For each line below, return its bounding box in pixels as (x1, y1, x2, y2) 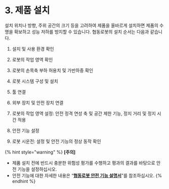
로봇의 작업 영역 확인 (12, 56, 53, 62)
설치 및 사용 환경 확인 (12, 46, 54, 52)
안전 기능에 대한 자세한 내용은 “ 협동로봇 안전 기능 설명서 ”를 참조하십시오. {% (12, 172, 162, 178)
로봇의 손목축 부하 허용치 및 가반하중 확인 (12, 67, 94, 73)
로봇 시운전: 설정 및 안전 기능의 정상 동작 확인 (12, 138, 102, 144)
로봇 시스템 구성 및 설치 (12, 78, 59, 84)
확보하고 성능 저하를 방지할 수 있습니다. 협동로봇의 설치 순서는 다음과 (14, 28, 149, 34)
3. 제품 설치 (5, 5, 50, 16)
